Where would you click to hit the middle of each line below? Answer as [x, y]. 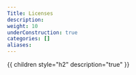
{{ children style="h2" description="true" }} [68, 64]
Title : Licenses [30, 13]
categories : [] [29, 39]
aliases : [19, 45]
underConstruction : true [42, 32]
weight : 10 [23, 26]
